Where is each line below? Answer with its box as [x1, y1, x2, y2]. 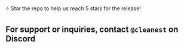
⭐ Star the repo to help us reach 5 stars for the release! [5, 5, 142, 12]
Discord [5, 34, 36, 44]
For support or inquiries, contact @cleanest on [5, 25, 179, 35]
